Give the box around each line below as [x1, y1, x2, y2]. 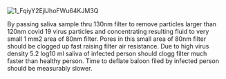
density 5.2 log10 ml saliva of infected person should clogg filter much [7, 49, 207, 58]
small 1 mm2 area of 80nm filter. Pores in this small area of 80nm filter [7, 35, 207, 43]
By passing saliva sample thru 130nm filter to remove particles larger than [7, 20, 216, 28]
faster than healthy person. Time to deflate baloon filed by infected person [7, 57, 220, 65]
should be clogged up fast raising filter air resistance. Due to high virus [7, 42, 209, 50]
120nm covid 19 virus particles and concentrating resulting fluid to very [7, 28, 209, 35]
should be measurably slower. [7, 64, 93, 72]
